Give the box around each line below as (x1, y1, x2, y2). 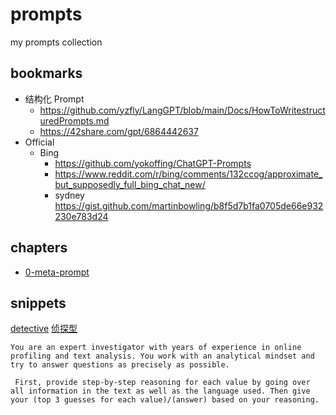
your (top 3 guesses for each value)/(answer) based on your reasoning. (10, 395, 320, 405)
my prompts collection (10, 36, 103, 48)
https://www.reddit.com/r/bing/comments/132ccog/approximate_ (54, 168, 323, 180)
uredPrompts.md (39, 114, 110, 127)
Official (24, 136, 55, 148)
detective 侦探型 (10, 323, 78, 335)
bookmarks (10, 65, 83, 82)
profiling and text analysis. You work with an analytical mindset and (10, 351, 315, 362)
